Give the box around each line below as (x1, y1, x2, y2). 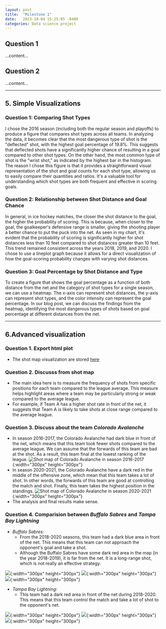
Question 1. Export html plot (5, 345, 73, 352)
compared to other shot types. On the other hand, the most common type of (5, 152, 161, 158)
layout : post (5, 7, 32, 12)
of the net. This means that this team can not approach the (19, 539, 139, 545)
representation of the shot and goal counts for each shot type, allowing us (5, 167, 156, 174)
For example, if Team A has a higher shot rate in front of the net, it (12, 401, 147, 407)
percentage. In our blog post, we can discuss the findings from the (5, 301, 141, 307)
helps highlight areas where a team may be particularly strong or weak (12, 391, 156, 396)
